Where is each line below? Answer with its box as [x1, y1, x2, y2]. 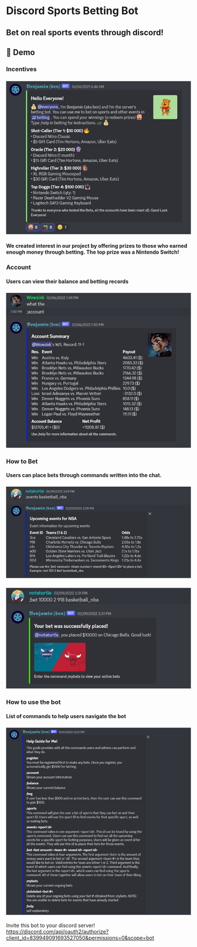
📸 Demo [6, 47, 35, 57]
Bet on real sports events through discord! [6, 28, 164, 38]
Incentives [6, 65, 37, 73]
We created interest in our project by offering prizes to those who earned [6, 242, 188, 250]
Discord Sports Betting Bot [6, 4, 139, 18]
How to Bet [6, 457, 38, 465]
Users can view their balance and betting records [6, 278, 129, 285]
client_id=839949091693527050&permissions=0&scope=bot [6, 935, 154, 942]
